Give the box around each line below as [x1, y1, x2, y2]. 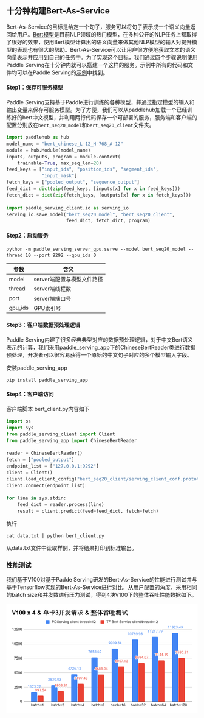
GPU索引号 [33, 304, 61, 312]
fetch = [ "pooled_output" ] [6, 457, 75, 463]
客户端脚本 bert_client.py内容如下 [6, 405, 90, 412]
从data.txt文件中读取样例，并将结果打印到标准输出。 [6, 544, 138, 551]
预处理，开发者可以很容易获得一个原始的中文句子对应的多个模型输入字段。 [6, 351, 192, 358]
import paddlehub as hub [6, 135, 69, 141]
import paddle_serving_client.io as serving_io [6, 205, 129, 211]
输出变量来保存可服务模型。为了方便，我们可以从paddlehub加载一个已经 [6, 106, 188, 114]
